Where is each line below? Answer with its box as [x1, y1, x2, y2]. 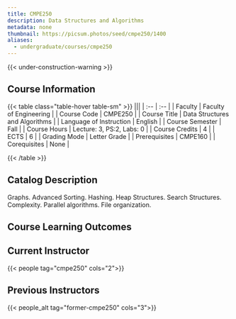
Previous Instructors [7, 284, 100, 296]
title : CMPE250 [7, 10, 52, 18]
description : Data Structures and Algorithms [7, 17, 144, 24]
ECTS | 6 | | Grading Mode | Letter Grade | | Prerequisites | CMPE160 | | [7, 132, 216, 140]
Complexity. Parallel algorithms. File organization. [7, 200, 152, 209]
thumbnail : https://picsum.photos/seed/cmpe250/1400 [7, 30, 167, 38]
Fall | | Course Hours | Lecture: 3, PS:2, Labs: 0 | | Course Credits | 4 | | [7, 125, 215, 133]
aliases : [7, 37, 33, 44]
